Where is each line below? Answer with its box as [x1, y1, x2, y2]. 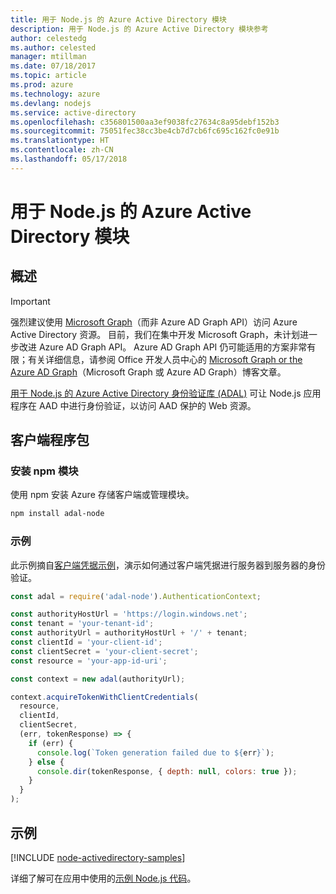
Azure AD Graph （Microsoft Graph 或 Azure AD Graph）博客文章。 [10, 366, 287, 378]
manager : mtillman [10, 52, 87, 62]
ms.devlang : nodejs [10, 98, 92, 108]
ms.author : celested [10, 42, 97, 53]
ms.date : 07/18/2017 [10, 61, 97, 71]
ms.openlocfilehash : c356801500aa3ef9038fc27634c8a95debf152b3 [10, 117, 280, 127]
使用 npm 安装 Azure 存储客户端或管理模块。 [10, 489, 195, 501]
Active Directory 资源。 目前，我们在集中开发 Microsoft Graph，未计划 [10, 328, 300, 340]
